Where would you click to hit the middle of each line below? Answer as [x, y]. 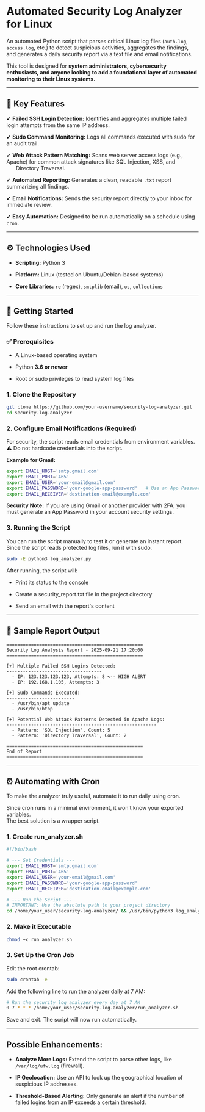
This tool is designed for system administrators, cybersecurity [86, 66]
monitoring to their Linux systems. [51, 79]
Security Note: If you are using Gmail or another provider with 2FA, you [96, 505]
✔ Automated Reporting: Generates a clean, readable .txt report [89, 180]
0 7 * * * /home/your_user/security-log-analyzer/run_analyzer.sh [92, 1008]
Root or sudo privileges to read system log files [74, 378]
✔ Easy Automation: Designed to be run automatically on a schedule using [101, 216]
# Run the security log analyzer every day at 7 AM [73, 1002]
